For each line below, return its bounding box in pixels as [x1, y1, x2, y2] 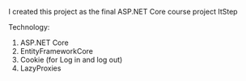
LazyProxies [19, 63, 61, 73]
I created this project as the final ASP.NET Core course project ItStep [8, 7, 238, 16]
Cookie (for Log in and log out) [19, 55, 123, 64]
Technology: [8, 22, 50, 31]
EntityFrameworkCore [19, 47, 93, 55]
